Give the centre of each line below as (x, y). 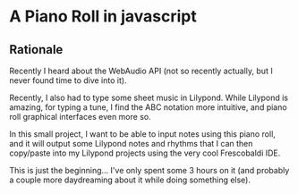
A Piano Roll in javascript (103, 17)
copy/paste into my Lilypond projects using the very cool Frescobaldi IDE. (145, 153)
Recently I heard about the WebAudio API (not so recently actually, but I (141, 71)
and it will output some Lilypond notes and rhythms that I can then (131, 143)
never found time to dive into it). (68, 80)
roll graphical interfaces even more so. (80, 117)
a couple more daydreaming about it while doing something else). (130, 180)
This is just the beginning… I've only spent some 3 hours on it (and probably (149, 170)
